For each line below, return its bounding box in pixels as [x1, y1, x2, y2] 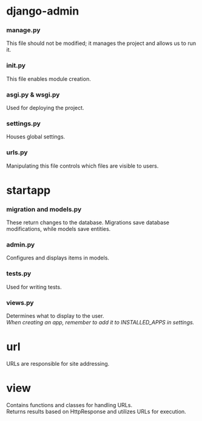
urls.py [6, 148, 29, 157]
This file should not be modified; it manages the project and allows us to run [6, 39, 196, 47]
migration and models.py [6, 205, 82, 213]
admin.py [6, 241, 35, 249]
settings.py [6, 120, 41, 128]
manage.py [6, 26, 41, 35]
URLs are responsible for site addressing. [6, 360, 110, 367]
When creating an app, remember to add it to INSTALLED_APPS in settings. [6, 319, 195, 326]
